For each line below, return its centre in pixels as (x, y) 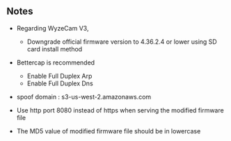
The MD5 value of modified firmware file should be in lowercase (109, 131)
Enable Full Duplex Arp (59, 76)
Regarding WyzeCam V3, (53, 28)
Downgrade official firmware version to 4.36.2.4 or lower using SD (122, 42)
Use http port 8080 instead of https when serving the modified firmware (120, 110)
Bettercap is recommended (56, 63)
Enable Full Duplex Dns (60, 83)
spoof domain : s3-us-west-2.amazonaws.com (84, 97)
